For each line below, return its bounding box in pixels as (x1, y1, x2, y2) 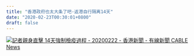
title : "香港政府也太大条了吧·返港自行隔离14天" (6, 8, 114, 15)
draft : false (6, 20, 39, 26)
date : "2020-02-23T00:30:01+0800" (6, 14, 92, 20)
